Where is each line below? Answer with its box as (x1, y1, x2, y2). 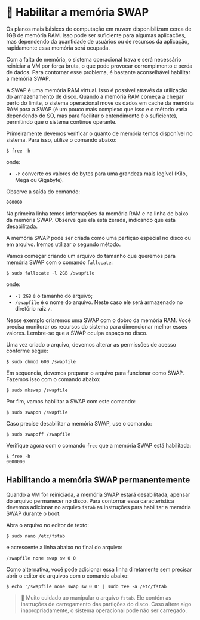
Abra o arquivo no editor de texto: (6, 521, 90, 528)
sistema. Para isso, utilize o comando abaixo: (6, 136, 117, 143)
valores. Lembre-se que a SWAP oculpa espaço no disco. (6, 329, 148, 336)
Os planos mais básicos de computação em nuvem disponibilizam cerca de (6, 25, 192, 32)
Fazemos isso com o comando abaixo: (6, 375, 101, 382)
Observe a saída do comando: (6, 188, 81, 195)
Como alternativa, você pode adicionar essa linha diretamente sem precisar (6, 566, 192, 573)
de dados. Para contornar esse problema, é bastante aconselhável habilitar (6, 68, 191, 75)
